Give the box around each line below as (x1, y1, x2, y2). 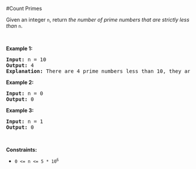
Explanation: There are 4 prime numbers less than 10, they (6, 68, 182, 75)
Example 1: (6, 45, 33, 52)
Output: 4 (6, 62, 34, 69)
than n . (6, 23, 23, 29)
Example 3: (6, 107, 34, 114)
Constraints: (6, 146, 37, 153)
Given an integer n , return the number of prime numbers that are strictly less (6, 16, 190, 23)
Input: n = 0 (6, 90, 44, 97)
